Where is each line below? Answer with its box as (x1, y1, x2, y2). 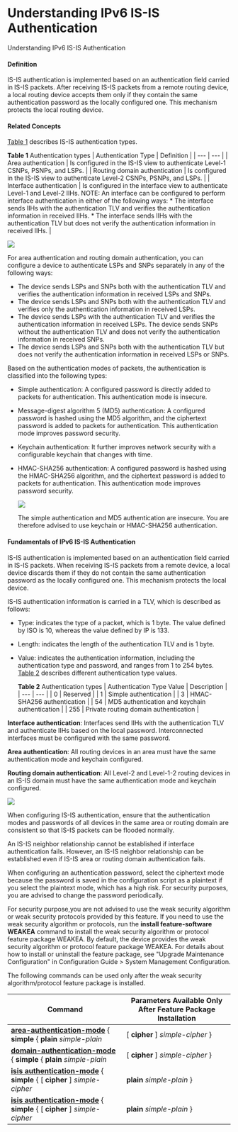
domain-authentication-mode (11, 1046, 116, 1055)
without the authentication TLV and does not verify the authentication (17, 327, 221, 336)
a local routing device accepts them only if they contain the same (7, 91, 198, 99)
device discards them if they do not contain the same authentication (7, 568, 206, 577)
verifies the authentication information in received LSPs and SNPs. (17, 290, 212, 298)
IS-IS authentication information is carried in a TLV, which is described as (7, 597, 221, 605)
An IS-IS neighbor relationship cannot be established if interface (7, 839, 195, 848)
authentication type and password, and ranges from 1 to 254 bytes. (17, 661, 214, 669)
